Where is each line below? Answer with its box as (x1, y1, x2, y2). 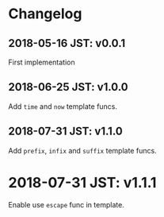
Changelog (8, 5, 82, 23)
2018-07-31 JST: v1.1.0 (8, 125, 123, 138)
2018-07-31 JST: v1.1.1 (8, 173, 157, 192)
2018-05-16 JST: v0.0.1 (8, 37, 126, 50)
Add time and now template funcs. (8, 101, 117, 111)
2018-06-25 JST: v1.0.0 (8, 80, 128, 94)
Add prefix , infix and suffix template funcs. (8, 145, 157, 155)
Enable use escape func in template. (8, 200, 124, 209)
